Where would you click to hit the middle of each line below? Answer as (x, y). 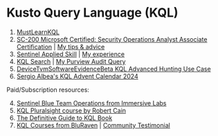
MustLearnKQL (38, 32)
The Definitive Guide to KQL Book (64, 118)
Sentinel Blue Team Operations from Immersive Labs (91, 103)
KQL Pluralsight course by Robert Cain (71, 110)
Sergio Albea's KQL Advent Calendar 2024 (78, 76)
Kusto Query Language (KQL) (92, 13)
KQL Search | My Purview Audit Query (71, 61)
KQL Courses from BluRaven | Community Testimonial (93, 125)
